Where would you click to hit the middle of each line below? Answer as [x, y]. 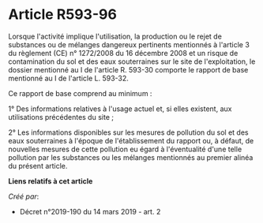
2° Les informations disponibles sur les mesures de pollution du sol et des [128, 132]
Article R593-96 [62, 15]
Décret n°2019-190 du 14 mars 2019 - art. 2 [90, 211]
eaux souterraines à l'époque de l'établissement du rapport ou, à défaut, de [131, 140]
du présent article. [38, 165]
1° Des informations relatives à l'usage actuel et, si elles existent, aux [120, 109]
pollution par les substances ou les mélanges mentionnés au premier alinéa [131, 157]
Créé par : [24, 196]
